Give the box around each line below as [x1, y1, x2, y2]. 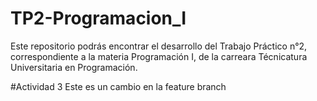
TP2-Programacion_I [10, 7, 187, 30]
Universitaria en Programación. [10, 61, 138, 73]
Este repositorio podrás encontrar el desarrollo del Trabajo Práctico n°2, [10, 40, 308, 52]
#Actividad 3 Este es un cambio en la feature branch [10, 80, 227, 92]
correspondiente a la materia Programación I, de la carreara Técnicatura [10, 50, 308, 62]
